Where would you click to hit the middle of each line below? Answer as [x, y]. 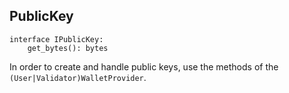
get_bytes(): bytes [68, 48]
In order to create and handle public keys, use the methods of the [144, 66]
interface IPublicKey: [56, 39]
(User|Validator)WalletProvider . [78, 77]
